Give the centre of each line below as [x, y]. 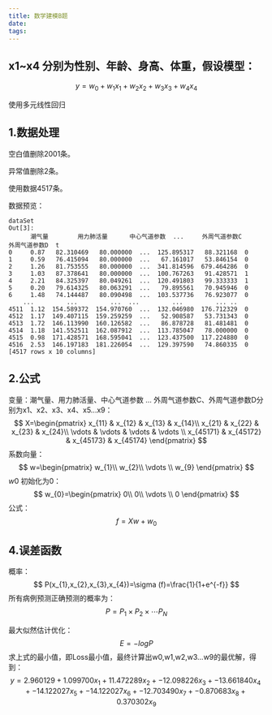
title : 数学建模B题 [38, 16]
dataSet [22, 221]
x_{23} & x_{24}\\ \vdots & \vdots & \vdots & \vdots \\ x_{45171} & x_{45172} [136, 432]
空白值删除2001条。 [41, 153]
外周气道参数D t [34, 245]
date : [17, 24]
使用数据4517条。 [38, 188]
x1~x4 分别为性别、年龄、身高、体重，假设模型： [132, 66]
